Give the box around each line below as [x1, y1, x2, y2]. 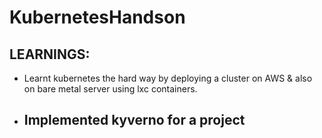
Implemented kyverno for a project [23, 112, 246, 129]
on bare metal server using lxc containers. [23, 83, 198, 95]
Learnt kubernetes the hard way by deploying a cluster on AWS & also [23, 72, 313, 84]
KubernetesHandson [9, 6, 186, 29]
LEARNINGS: [9, 46, 91, 63]
